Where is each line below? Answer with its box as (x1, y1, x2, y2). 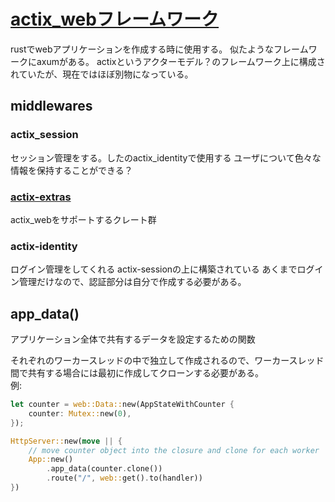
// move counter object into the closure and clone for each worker (28, 445, 320, 455)
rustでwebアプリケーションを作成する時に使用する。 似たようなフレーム (10, 43, 309, 55)
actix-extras (10, 190, 72, 204)
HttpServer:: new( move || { (10, 436, 123, 446)
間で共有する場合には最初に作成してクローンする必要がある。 (10, 367, 264, 379)
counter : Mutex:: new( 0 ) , (28, 408, 132, 419)
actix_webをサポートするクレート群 (10, 213, 157, 225)
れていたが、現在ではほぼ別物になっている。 (10, 68, 194, 80)
